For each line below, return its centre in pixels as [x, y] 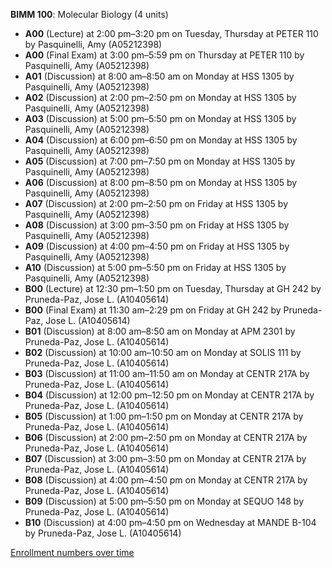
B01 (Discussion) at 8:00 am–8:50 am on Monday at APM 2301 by [160, 331]
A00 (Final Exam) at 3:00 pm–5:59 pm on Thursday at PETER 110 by [164, 55]
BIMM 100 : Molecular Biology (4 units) [89, 14]
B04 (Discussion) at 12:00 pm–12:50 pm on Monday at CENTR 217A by [169, 395]
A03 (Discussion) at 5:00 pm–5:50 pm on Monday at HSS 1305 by [160, 118]
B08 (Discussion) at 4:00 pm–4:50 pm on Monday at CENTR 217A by [166, 480]
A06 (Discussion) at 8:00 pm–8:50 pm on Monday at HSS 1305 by [161, 182]
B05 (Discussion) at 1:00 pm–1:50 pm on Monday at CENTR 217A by [164, 416]
